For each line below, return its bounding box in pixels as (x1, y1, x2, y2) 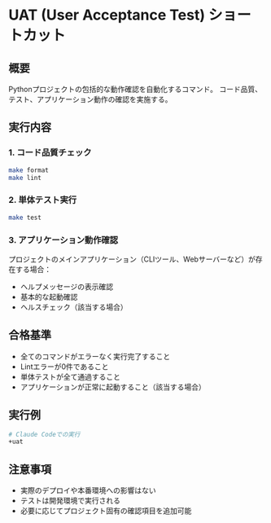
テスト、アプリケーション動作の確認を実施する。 (8, 94, 173, 104)
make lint (8, 174, 42, 182)
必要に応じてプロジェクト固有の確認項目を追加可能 (20, 506, 192, 516)
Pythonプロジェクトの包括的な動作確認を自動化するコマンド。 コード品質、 (8, 85, 263, 94)
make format (8, 166, 49, 174)
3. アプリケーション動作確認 (8, 234, 119, 245)
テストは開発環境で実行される (20, 496, 120, 506)
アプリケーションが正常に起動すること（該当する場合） (20, 382, 206, 392)
